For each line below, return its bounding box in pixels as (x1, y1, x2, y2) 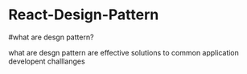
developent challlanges (8, 56, 86, 66)
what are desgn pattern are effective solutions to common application (8, 47, 240, 57)
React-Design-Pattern (8, 6, 159, 24)
